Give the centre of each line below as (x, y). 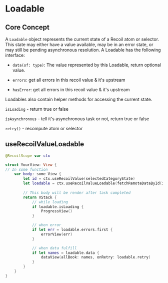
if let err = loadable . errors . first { (72, 230)
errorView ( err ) (56, 234)
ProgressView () (56, 211)
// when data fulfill (54, 248)
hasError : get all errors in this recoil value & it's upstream (71, 90)
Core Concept (27, 27)
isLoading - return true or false (37, 109)
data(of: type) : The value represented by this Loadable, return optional (86, 65)
